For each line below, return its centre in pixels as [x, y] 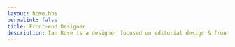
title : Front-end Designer [47, 26]
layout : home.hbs [33, 13]
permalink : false [33, 20]
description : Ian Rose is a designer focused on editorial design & [109, 33]
